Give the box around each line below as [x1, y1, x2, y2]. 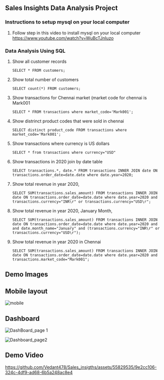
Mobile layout [5, 287, 48, 295]
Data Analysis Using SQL [5, 47, 66, 54]
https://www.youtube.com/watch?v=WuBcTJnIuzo [12, 35, 114, 41]
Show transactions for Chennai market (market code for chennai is [12, 94, 147, 100]
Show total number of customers [12, 76, 79, 83]
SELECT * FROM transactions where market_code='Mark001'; [12, 109, 134, 115]
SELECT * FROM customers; [12, 68, 65, 73]
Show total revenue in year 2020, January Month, [12, 207, 113, 213]
